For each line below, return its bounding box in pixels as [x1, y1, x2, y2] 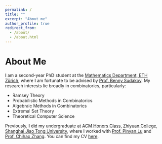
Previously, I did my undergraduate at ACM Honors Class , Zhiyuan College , [5, 123, 158, 129]
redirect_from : [5, 26, 37, 31]
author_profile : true [5, 21, 50, 26]
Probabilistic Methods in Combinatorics [12, 97, 93, 104]
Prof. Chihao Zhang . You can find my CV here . [5, 133, 99, 139]
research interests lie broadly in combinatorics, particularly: [5, 82, 126, 89]
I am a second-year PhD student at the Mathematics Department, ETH [5, 72, 148, 78]
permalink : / [5, 7, 32, 12]
